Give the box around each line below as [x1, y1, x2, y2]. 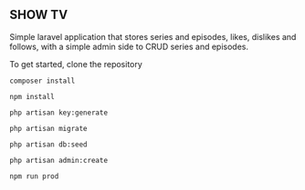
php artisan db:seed [9, 140, 89, 149]
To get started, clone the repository [9, 58, 143, 69]
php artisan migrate [9, 124, 89, 133]
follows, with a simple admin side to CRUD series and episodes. [9, 41, 249, 52]
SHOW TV [9, 7, 68, 23]
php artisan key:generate [9, 108, 108, 117]
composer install [9, 76, 76, 85]
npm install [9, 92, 55, 101]
